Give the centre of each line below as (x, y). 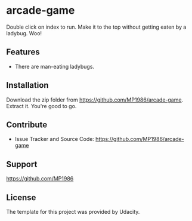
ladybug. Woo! (24, 33)
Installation (27, 85)
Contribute (27, 125)
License (21, 197)
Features (23, 52)
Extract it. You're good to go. (41, 106)
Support (22, 164)
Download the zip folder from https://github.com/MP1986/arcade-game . (95, 100)
